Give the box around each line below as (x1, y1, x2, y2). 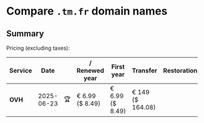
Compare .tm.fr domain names (6, 4, 168, 18)
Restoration (163, 67, 198, 75)
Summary (6, 28, 44, 39)
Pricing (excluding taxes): (6, 44, 70, 52)
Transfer (132, 67, 158, 75)
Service (9, 67, 32, 75)
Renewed (76, 67, 104, 75)
